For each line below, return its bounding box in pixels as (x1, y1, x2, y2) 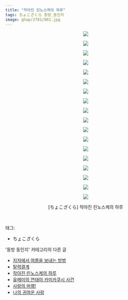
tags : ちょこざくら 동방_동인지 (5, 12, 64, 17)
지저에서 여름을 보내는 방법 (12, 258, 66, 264)
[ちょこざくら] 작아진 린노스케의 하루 (48, 204, 123, 210)
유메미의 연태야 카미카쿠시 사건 (12, 276, 74, 283)
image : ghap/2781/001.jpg (5, 17, 60, 22)
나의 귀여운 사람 (12, 289, 44, 295)
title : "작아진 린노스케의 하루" (5, 7, 66, 13)
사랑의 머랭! (12, 283, 37, 289)
